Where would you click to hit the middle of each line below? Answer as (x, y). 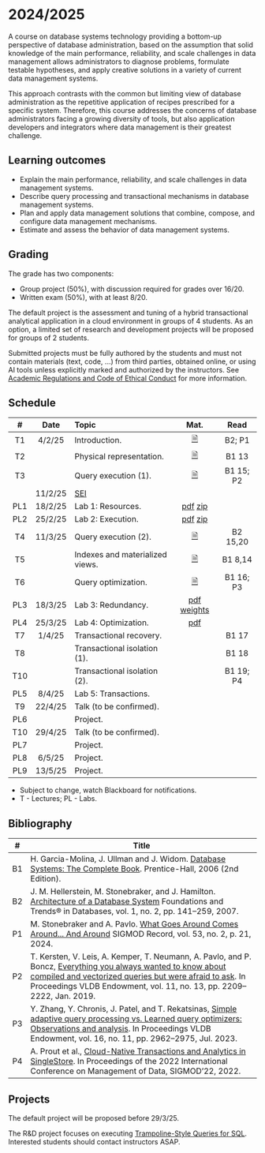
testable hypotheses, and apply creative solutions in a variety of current (125, 69)
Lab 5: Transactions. (112, 694)
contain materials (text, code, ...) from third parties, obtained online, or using (132, 361)
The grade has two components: (61, 273)
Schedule (32, 403)
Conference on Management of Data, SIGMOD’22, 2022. (136, 1071)
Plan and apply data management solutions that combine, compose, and (137, 213)
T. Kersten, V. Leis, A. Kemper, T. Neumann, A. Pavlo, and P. (141, 956)
